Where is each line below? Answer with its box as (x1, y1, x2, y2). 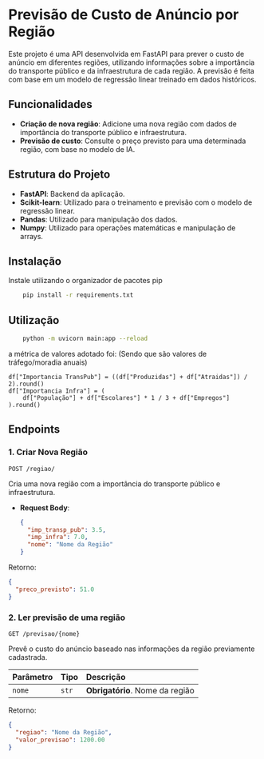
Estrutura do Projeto (8, 168, 111, 182)
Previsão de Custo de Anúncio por (8, 6, 239, 24)
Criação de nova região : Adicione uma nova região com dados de (19, 118, 238, 129)
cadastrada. (8, 652, 48, 661)
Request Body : (19, 502, 70, 513)
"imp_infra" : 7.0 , (27, 533, 89, 541)
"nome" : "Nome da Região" (27, 541, 113, 549)
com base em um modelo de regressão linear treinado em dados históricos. (8, 74, 257, 84)
